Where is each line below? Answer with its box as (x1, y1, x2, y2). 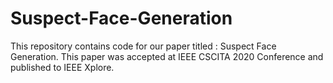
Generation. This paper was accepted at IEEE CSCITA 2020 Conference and (10, 50, 324, 62)
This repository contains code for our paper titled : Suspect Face (10, 40, 277, 52)
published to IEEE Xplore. (10, 61, 115, 73)
